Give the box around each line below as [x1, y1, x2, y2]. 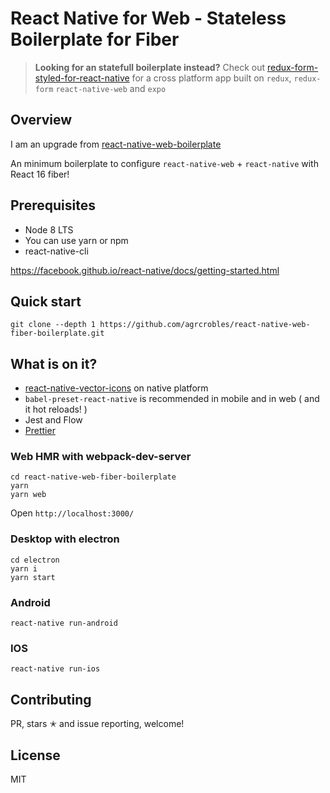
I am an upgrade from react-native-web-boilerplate [10, 138, 222, 150]
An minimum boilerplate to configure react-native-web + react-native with [10, 157, 319, 169]
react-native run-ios [10, 664, 101, 674]
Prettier [24, 425, 56, 437]
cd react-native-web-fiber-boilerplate [10, 472, 177, 482]
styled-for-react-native [34, 72, 130, 84]
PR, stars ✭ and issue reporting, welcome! [10, 718, 185, 730]
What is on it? [10, 355, 98, 372]
